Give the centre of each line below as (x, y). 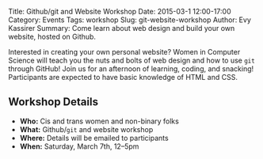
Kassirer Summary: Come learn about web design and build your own (122, 28)
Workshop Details (53, 102)
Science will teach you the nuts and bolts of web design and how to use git (131, 60)
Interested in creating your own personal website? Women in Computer (124, 52)
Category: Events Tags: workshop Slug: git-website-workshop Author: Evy (130, 20)
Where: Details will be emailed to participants (94, 138)
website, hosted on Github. (52, 36)
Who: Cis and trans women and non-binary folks (99, 121)
